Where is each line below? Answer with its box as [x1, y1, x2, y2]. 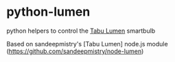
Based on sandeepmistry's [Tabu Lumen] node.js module [6, 40, 169, 48]
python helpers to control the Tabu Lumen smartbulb [6, 27, 156, 35]
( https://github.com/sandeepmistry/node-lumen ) [6, 47, 144, 55]
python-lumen [6, 4, 91, 20]
